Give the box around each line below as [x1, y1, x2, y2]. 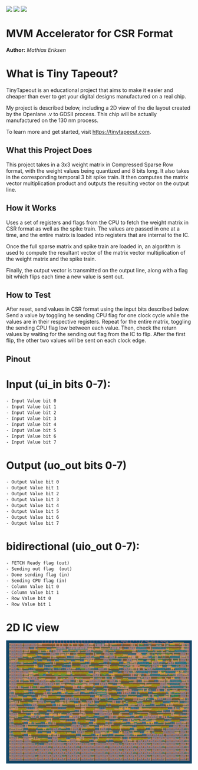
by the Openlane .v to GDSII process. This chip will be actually [6, 110, 157, 117]
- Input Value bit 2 [6, 410, 57, 416]
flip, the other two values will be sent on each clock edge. [6, 337, 146, 344]
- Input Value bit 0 [6, 398, 57, 404]
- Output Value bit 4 [6, 502, 60, 508]
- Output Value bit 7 [6, 520, 60, 526]
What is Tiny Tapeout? [6, 67, 118, 81]
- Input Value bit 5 [6, 427, 57, 433]
